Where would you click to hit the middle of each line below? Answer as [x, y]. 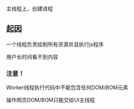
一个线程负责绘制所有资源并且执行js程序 [55, 44]
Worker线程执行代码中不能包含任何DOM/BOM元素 [67, 88]
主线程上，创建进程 [30, 9]
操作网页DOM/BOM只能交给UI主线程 [51, 100]
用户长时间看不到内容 [32, 57]
